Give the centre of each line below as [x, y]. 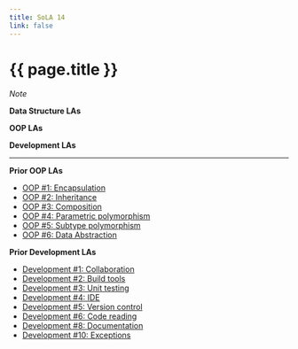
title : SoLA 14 [37, 17]
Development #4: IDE [61, 298]
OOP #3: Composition [62, 207]
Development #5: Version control [82, 307]
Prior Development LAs [53, 252]
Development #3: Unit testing [76, 288]
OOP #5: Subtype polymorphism [81, 226]
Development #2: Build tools [74, 279]
